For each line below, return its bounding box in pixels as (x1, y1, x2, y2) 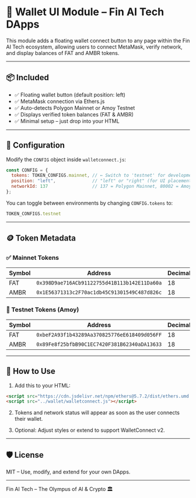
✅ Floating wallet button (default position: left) (14, 91, 125, 98)
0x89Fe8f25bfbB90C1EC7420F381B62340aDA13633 (36, 341, 162, 348)
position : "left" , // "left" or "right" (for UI (11, 178, 166, 184)
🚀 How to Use (6, 366, 55, 376)
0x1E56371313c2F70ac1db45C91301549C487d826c (36, 289, 162, 296)
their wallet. (14, 415, 43, 423)
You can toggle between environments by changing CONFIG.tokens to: (6, 199, 173, 207)
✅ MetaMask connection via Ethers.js (14, 98, 105, 105)
